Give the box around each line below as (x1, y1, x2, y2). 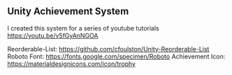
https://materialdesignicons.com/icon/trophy (7, 59, 136, 68)
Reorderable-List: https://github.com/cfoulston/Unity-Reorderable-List (7, 44, 210, 53)
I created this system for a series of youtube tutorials (7, 24, 159, 32)
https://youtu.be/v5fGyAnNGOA (7, 31, 99, 40)
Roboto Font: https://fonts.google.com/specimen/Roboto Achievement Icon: (7, 52, 226, 60)
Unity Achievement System (7, 6, 129, 17)
